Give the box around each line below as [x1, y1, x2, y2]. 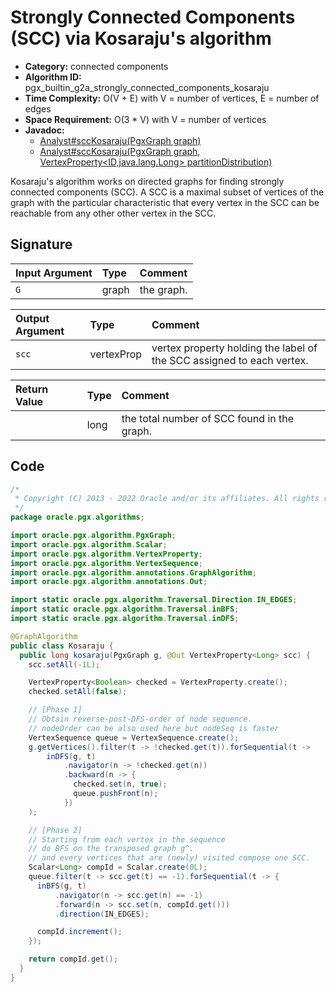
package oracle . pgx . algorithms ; [10, 512, 145, 523]
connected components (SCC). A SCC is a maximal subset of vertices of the [10, 186, 325, 198]
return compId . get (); [28, 954, 118, 965]
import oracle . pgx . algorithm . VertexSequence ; [10, 558, 203, 568]
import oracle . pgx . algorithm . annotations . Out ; [10, 577, 208, 587]
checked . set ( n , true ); [73, 779, 168, 790]
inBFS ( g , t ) [36, 881, 87, 891]
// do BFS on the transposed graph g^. [28, 844, 195, 854]
